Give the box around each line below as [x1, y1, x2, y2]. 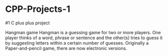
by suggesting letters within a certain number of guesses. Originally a [5, 40, 149, 46]
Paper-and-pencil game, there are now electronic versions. [5, 45, 127, 51]
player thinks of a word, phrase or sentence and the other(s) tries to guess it [5, 35, 163, 41]
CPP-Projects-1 [5, 3, 71, 15]
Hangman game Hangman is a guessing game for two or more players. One [5, 29, 161, 35]
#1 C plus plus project [5, 20, 50, 26]
